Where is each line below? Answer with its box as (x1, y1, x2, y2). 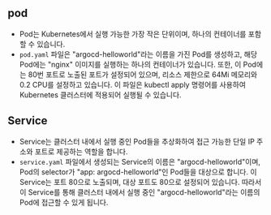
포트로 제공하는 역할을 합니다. (34, 146, 128, 157)
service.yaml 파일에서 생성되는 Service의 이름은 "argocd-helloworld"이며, (19, 157, 261, 166)
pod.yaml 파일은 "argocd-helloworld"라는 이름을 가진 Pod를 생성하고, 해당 (19, 49, 257, 59)
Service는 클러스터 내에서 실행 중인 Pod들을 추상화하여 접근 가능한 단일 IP (19, 136, 255, 146)
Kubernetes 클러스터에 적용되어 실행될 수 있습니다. (19, 89, 182, 100)
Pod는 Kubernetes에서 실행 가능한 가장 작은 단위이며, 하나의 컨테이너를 (19, 28, 247, 39)
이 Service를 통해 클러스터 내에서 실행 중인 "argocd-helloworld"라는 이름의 (19, 187, 260, 197)
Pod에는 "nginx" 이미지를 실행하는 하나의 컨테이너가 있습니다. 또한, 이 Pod (19, 59, 257, 69)
